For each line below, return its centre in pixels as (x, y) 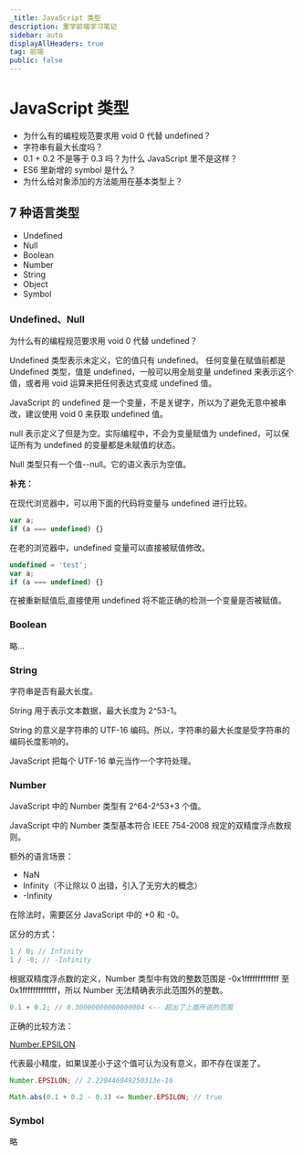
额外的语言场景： (42, 857)
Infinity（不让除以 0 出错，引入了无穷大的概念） (112, 886)
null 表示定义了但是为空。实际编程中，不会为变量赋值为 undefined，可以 (146, 433)
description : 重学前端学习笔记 (63, 27)
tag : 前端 (26, 52)
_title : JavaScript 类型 (55, 18)
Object (35, 283)
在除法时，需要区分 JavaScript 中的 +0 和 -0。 (97, 914)
